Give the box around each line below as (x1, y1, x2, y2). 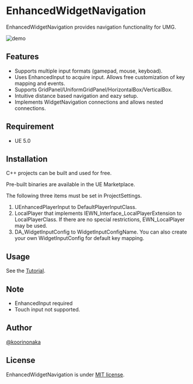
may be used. (14, 222, 48, 229)
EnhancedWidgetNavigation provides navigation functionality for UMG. (6, 23, 177, 30)
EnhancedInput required (14, 300, 73, 307)
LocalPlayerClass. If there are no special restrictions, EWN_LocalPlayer (14, 216, 185, 223)
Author (6, 323, 32, 333)
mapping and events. (14, 80, 65, 87)
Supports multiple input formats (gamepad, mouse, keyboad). (14, 67, 163, 74)
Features (6, 52, 39, 62)
